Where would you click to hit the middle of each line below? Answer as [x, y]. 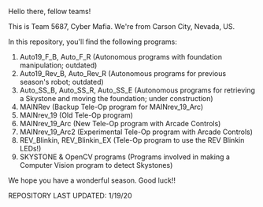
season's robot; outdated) [61, 82]
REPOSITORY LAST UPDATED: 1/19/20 [70, 196]
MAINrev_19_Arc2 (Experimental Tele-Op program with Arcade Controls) [136, 132]
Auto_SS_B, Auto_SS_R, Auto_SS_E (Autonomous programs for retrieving [137, 90]
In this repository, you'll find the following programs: [93, 42]
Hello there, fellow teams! [50, 11]
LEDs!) [30, 149]
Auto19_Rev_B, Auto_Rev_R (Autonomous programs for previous [123, 73]
